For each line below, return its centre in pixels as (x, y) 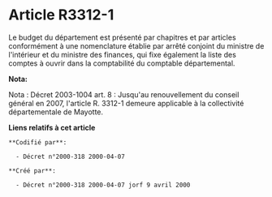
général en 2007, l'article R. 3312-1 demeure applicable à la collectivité (126, 103)
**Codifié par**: (38, 142)
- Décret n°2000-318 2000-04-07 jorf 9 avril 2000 (103, 185)
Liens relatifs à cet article (52, 127)
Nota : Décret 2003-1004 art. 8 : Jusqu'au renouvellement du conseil (124, 94)
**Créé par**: (32, 171)
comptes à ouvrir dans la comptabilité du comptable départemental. (122, 63)
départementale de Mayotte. (56, 112)
